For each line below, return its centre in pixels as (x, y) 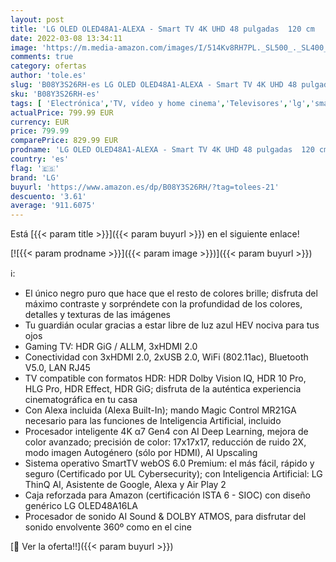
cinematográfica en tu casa (81, 400)
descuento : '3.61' (48, 196)
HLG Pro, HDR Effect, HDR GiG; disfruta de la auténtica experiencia (163, 389)
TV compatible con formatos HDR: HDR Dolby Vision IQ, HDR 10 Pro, (165, 378)
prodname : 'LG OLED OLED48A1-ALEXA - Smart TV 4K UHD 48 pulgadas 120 (162, 150)
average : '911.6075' (53, 206)
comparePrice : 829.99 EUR (64, 141)
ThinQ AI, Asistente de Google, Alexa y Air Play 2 (125, 485)
